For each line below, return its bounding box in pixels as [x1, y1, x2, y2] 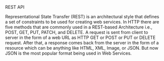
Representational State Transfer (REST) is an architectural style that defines [5, 14, 160, 19]
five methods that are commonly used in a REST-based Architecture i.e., [5, 24, 153, 30]
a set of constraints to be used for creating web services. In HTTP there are [5, 19, 160, 25]
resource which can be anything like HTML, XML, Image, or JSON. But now [5, 45, 159, 51]
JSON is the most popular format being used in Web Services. [5, 50, 132, 56]
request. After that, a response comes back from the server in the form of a [5, 40, 159, 46]
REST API [5, 4, 25, 10]
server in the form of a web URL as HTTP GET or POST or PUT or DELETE [5, 34, 156, 40]
